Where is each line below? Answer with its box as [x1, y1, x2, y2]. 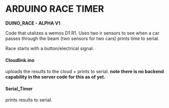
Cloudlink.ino [5, 57, 35, 63]
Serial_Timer [5, 85, 33, 92]
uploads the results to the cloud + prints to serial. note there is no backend [5, 69, 164, 75]
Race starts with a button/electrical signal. [5, 45, 94, 51]
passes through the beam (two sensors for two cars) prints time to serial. [5, 35, 160, 41]
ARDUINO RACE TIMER [5, 3, 104, 15]
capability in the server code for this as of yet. [5, 74, 106, 80]
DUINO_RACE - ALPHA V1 [5, 20, 60, 26]
